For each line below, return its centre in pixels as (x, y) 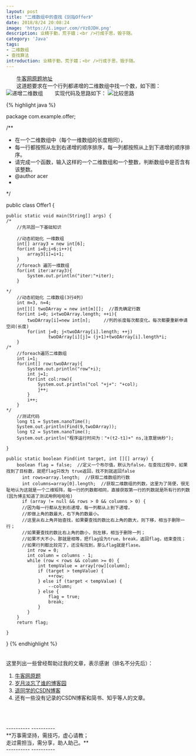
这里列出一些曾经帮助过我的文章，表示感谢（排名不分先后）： (79, 663)
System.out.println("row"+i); (64, 369)
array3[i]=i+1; (46, 254)
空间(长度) (18, 326)
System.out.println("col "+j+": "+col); (88, 384)
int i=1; (27, 359)
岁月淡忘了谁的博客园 (40, 683)
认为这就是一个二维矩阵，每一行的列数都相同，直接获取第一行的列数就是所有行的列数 (102, 490)
